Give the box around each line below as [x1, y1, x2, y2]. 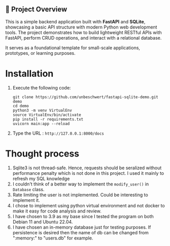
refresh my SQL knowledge [12, 175, 70, 181]
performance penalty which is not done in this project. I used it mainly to [12, 170, 164, 176]
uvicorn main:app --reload [12, 121, 70, 126]
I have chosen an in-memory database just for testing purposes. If [12, 224, 151, 230]
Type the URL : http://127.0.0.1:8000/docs [12, 130, 104, 136]
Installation [5, 68, 54, 79]
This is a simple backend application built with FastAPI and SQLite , [5, 18, 146, 24]
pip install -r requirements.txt [12, 116, 84, 122]
